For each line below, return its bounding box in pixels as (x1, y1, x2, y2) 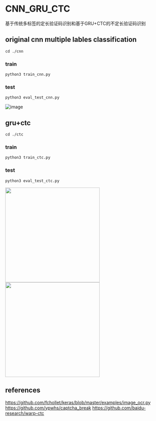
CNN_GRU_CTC (5, 3, 70, 15)
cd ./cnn (5, 49, 24, 54)
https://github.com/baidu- (92, 405, 146, 411)
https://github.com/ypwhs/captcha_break (5, 405, 92, 411)
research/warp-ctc (5, 410, 44, 416)
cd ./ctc (5, 132, 24, 137)
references (5, 386, 41, 395)
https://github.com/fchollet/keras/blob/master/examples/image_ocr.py (5, 399, 151, 405)
